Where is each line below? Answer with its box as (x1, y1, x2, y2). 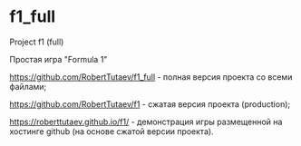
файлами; (9, 81, 47, 92)
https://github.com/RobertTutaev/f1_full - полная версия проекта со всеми (9, 71, 293, 83)
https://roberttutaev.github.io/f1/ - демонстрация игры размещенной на (9, 116, 283, 127)
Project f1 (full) (9, 36, 64, 47)
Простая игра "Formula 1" (9, 54, 108, 64)
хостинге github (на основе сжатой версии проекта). (9, 125, 215, 137)
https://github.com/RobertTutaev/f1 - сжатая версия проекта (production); (9, 98, 291, 110)
